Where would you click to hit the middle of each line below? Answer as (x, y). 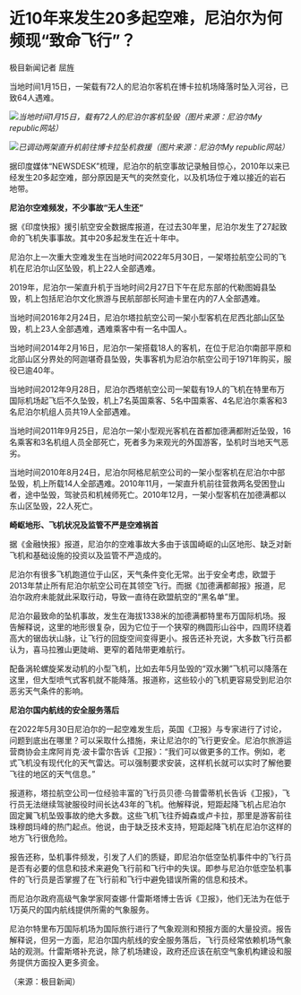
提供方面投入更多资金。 (60, 962)
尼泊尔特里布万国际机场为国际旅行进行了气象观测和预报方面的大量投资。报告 (150, 929)
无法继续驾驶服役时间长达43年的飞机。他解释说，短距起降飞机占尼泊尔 (155, 804)
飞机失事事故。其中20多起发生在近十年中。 (104, 238)
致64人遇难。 (34, 97)
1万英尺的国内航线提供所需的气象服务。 (82, 909)
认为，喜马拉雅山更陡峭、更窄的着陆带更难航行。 (99, 649)
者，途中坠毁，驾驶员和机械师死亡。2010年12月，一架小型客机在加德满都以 (148, 494)
